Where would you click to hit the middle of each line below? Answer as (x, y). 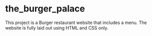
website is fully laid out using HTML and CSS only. (57, 27)
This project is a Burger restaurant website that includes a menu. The (76, 22)
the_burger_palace (45, 9)
